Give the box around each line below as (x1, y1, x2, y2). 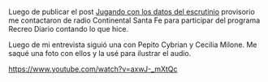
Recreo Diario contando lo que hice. (8, 24, 128, 33)
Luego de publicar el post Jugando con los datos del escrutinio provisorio (8, 7, 256, 16)
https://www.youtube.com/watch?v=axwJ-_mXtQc (8, 64, 178, 74)
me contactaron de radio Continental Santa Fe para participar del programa (8, 15, 261, 25)
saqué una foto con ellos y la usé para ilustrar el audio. (8, 49, 192, 58)
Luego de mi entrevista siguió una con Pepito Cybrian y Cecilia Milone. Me (8, 40, 257, 50)
